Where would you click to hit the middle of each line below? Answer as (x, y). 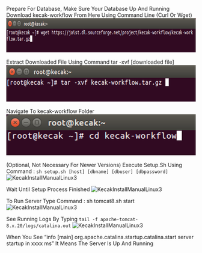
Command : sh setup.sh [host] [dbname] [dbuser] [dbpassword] (87, 171)
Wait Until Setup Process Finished (48, 189)
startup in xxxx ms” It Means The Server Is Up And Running (80, 243)
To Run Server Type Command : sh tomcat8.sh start (71, 201)
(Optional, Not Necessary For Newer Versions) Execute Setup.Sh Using (94, 165)
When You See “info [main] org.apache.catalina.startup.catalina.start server (100, 237)
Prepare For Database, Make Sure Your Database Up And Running (88, 9)
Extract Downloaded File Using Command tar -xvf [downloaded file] (90, 62)
